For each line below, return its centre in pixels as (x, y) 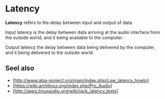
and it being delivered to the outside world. (50, 52)
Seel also (20, 68)
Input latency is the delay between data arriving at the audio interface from (82, 32)
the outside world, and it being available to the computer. (64, 37)
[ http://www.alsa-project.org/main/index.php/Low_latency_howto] (81, 80)
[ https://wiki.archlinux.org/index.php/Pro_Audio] (62, 85)
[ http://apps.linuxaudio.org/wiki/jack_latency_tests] (65, 91)
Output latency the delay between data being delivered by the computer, (80, 47)
